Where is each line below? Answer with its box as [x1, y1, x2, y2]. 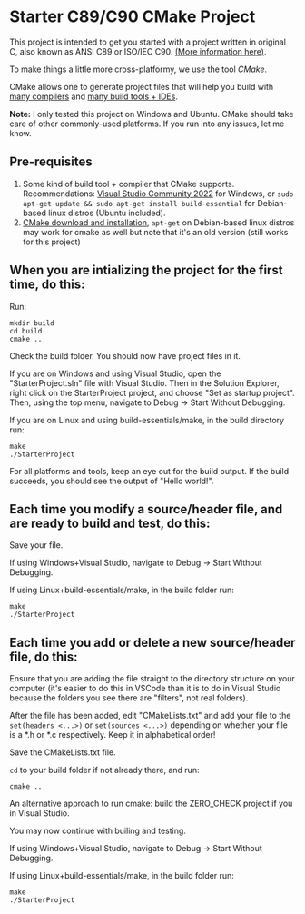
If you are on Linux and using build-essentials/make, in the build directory [9, 414, 284, 425]
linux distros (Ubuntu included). [48, 207, 166, 218]
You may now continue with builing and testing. [9, 825, 186, 837]
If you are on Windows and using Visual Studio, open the [9, 368, 221, 379]
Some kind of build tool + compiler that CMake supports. [22, 178, 235, 189]
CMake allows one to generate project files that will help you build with [9, 81, 274, 92]
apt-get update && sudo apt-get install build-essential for [22, 197, 256, 208]
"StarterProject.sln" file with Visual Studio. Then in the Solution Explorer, [9, 377, 280, 388]
